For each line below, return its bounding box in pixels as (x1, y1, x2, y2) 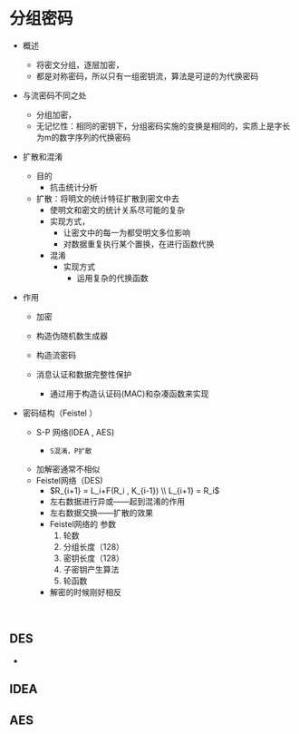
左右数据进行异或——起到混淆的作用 (49, 495, 186, 506)
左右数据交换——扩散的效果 (49, 507, 154, 518)
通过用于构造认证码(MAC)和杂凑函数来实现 (49, 387, 209, 399)
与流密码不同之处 (22, 90, 87, 101)
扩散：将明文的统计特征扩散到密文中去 (35, 192, 179, 204)
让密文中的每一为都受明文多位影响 (63, 227, 191, 238)
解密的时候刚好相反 (49, 586, 122, 597)
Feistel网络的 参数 (49, 518, 116, 529)
